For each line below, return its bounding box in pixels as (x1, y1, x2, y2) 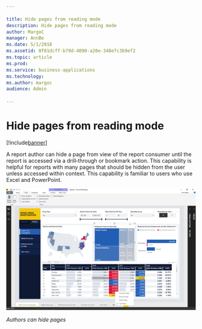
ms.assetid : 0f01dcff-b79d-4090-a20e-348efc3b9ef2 (6, 48, 136, 54)
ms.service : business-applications (6, 67, 96, 73)
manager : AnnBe (6, 35, 44, 42)
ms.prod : (6, 60, 28, 66)
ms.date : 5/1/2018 (6, 42, 52, 48)
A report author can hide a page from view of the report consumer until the (6, 151, 192, 158)
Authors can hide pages (6, 316, 66, 324)
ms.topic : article (6, 54, 52, 60)
